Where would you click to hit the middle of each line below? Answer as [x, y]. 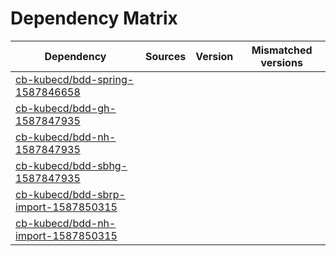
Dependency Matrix [94, 18]
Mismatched [282, 50]
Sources [165, 56]
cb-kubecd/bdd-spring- [75, 79]
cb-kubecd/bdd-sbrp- [70, 194]
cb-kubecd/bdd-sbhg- [71, 165]
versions [281, 62]
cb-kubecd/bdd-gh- [66, 108]
